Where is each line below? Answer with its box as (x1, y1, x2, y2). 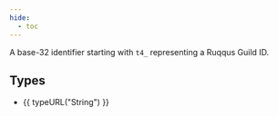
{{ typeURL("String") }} (22, 97, 109, 108)
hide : (9, 13, 30, 23)
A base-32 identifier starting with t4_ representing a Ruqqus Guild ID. (9, 46, 270, 57)
